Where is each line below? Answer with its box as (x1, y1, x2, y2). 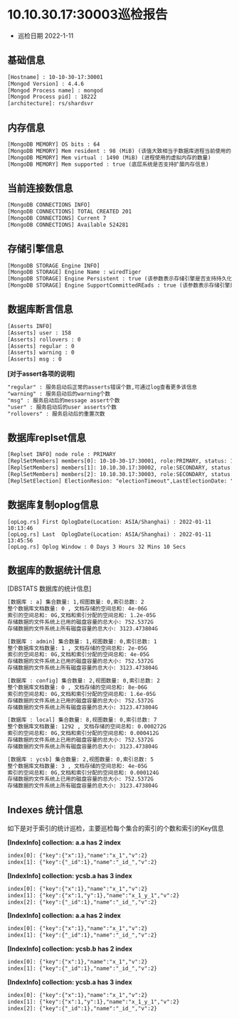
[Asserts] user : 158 (7, 329, 72, 337)
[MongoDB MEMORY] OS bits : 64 (7, 140, 100, 148)
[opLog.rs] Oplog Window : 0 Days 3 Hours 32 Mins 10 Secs (7, 543, 186, 550)
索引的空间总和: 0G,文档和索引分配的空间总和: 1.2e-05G (7, 612, 156, 619)
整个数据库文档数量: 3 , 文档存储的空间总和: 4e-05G (7, 762, 148, 769)
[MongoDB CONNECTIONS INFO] (7, 201, 91, 208)
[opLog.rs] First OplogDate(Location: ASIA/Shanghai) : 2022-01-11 (7, 518, 212, 525)
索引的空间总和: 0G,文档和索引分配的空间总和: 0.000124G (7, 769, 159, 776)
